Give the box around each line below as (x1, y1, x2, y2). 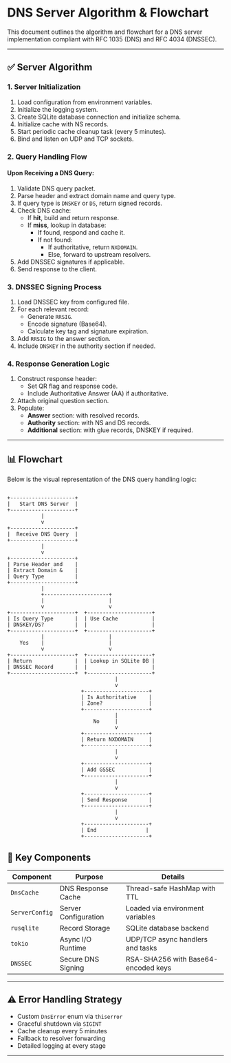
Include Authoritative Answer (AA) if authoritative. (27, 389, 168, 398)
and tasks (126, 943, 157, 953)
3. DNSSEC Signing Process (7, 282, 102, 291)
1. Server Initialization (7, 82, 81, 92)
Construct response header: (16, 375, 98, 383)
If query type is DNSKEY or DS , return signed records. (16, 199, 163, 207)
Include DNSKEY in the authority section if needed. (16, 342, 156, 350)
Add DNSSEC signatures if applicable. (16, 257, 125, 266)
